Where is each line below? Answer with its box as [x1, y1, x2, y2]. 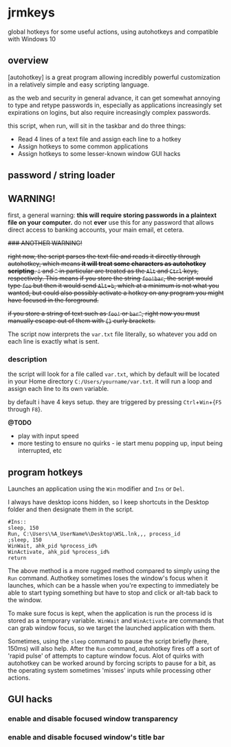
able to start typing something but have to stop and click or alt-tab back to [8, 589, 219, 597]
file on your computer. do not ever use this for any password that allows [8, 218, 214, 226]
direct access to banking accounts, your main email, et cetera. [8, 225, 184, 234]
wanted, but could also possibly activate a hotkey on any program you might [8, 289, 224, 297]
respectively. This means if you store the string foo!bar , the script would [8, 274, 213, 282]
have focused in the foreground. [8, 296, 99, 304]
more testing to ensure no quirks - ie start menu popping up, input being [17, 439, 223, 447]
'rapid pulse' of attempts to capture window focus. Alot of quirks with [8, 651, 204, 660]
